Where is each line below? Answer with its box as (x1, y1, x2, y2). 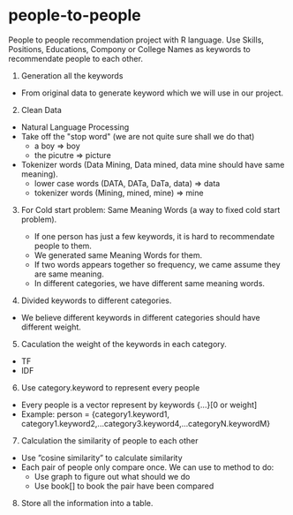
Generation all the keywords (20, 70, 124, 80)
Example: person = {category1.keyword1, (20, 408, 169, 420)
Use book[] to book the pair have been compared (34, 481, 214, 491)
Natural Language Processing (20, 121, 130, 133)
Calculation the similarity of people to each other (20, 435, 199, 446)
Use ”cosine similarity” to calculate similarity (20, 452, 183, 463)
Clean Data (20, 104, 63, 115)
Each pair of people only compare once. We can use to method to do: (20, 461, 274, 473)
